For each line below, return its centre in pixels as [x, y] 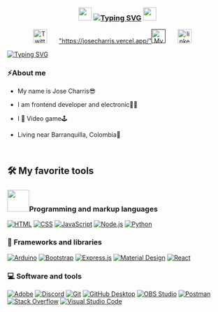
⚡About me [27, 73]
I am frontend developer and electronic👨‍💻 [78, 104]
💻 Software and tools [45, 276]
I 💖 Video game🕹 [42, 118]
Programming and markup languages [94, 209]
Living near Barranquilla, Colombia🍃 [69, 134]
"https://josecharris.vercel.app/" [106, 41]
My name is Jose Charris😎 [57, 91]
